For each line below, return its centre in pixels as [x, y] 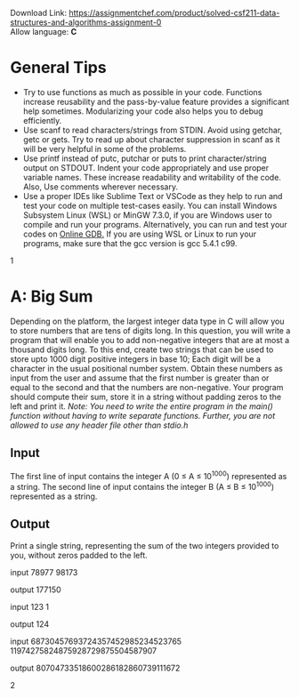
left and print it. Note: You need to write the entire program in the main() [142, 406]
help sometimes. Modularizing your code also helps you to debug [143, 111]
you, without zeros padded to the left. [79, 555]
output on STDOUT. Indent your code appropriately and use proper [146, 167]
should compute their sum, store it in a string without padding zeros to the [146, 397]
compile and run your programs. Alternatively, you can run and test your [155, 224]
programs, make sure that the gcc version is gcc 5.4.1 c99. [130, 243]
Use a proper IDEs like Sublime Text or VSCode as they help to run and [153, 196]
